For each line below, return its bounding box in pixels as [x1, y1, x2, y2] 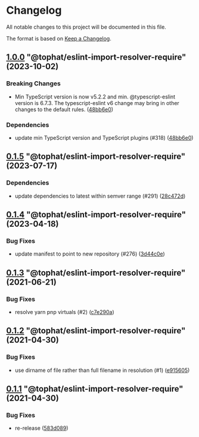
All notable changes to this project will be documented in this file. [6, 23, 167, 30]
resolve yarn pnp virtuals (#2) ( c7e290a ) [14, 308, 114, 315]
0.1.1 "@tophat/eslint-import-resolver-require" [6, 384, 184, 394]
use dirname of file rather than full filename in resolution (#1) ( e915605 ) [14, 367, 190, 374]
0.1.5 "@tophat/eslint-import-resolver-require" [6, 152, 186, 162]
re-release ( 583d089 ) [14, 424, 69, 432]
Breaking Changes [6, 79, 61, 88]
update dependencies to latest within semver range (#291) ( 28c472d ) [14, 192, 186, 199]
